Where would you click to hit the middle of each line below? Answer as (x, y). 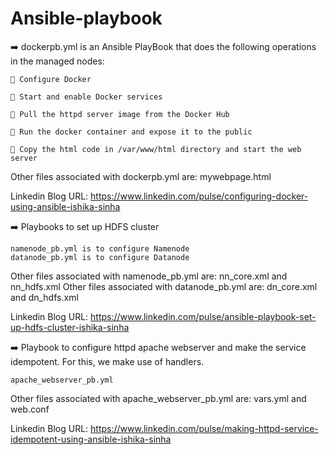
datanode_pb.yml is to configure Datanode (100, 257)
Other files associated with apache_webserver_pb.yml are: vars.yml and (158, 398)
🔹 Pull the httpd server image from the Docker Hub (120, 114)
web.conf (30, 409)
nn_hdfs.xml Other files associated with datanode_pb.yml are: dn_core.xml (164, 286)
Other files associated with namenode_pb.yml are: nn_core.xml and (149, 276)
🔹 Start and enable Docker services (86, 97)
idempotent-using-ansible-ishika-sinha (91, 439)
